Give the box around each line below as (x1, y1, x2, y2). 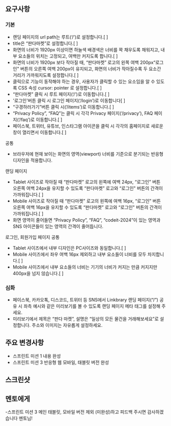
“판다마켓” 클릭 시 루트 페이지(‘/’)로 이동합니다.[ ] (12, 91, 110, 97)
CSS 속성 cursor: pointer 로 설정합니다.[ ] (18, 84, 102, 90)
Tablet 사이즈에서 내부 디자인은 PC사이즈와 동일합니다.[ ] (12, 245, 126, 251)
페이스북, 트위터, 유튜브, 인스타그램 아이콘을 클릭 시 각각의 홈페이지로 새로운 (12, 123, 164, 129)
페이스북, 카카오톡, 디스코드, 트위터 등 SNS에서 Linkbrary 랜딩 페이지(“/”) (12, 296, 159, 302)
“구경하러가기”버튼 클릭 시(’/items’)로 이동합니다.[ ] (12, 104, 115, 110)
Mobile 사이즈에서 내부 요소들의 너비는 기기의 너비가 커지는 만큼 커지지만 (12, 264, 158, 270)
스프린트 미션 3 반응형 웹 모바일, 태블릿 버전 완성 (12, 359, 109, 365)
